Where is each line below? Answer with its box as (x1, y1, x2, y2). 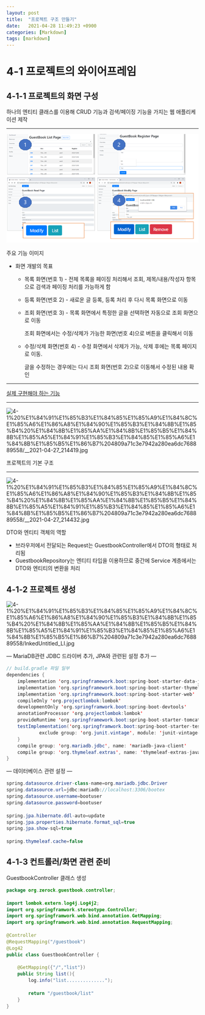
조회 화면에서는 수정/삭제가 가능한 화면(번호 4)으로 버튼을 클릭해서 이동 (24, 330, 193, 337)
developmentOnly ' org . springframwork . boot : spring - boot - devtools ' (17, 704, 187, 710)
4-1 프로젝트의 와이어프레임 (6, 65, 137, 79)
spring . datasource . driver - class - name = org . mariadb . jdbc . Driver (6, 780, 168, 786)
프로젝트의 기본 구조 (6, 459, 54, 467)
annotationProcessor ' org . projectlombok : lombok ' (17, 711, 143, 717)
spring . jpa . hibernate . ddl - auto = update (6, 813, 105, 819)
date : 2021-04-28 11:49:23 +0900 (6, 23, 97, 29)
